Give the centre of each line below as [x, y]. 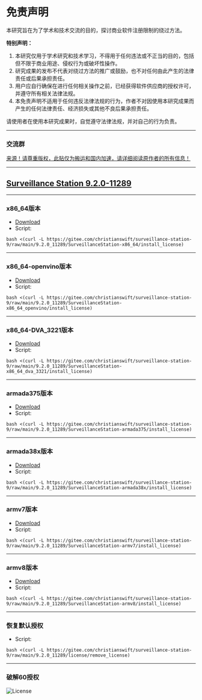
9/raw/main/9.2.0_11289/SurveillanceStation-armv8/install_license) [94, 604]
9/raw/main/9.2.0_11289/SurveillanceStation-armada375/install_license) [99, 430]
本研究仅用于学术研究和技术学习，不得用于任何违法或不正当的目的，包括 [104, 55]
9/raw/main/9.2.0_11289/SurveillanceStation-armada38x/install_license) [99, 488]
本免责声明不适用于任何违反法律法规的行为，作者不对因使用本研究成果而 [104, 101]
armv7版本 [22, 510]
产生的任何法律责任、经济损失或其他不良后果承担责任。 [83, 108]
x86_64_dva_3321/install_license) [50, 371]
